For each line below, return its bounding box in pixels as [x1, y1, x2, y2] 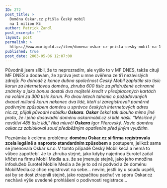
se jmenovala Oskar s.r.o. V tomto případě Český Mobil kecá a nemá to [5, 145, 150, 152]
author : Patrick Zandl [5, 26, 52, 31]
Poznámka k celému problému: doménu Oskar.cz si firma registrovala [5, 135, 150, 141]
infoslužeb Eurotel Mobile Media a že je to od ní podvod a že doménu [5, 161, 147, 167]
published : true [5, 49, 39, 54]
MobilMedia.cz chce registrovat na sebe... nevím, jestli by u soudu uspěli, [5, 167, 156, 173]
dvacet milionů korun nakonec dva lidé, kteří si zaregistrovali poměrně [5, 99, 150, 105]
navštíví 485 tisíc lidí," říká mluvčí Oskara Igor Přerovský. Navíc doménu [5, 120, 154, 126]
